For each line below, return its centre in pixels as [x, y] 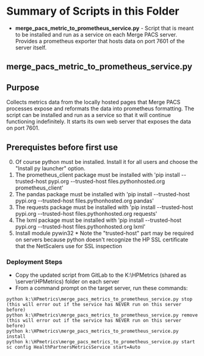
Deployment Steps [35, 262]
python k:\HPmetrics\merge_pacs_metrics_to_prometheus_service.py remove [102, 315]
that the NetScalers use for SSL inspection [68, 246]
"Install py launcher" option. [50, 168]
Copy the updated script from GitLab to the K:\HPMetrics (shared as [101, 275]
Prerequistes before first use [62, 147]
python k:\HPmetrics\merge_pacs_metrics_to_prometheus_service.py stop [99, 299]
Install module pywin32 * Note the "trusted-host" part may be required [104, 233]
